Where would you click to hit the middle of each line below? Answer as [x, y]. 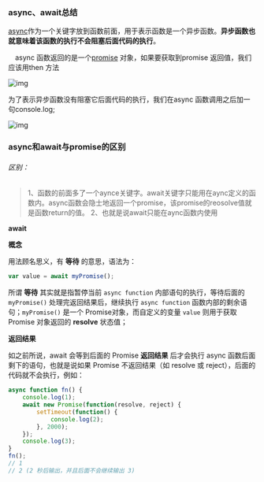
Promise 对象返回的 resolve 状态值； [68, 322]
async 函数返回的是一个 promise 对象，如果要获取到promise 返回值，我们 [133, 57]
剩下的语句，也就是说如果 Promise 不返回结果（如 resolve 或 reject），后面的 [132, 365]
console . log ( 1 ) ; [49, 398]
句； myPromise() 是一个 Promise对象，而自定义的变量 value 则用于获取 [123, 312]
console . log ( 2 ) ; [77, 419]
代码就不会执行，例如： [46, 375]
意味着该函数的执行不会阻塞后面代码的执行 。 [87, 41]
